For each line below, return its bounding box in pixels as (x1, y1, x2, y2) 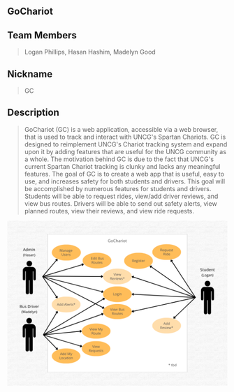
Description (7, 107, 59, 119)
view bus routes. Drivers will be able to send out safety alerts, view (24, 199, 218, 208)
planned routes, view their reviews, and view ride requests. (24, 206, 194, 215)
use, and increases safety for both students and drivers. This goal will (24, 177, 226, 186)
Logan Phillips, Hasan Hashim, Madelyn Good (24, 48, 156, 56)
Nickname (7, 68, 53, 80)
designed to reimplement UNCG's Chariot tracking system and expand (24, 140, 228, 149)
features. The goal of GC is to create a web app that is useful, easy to (24, 169, 225, 178)
